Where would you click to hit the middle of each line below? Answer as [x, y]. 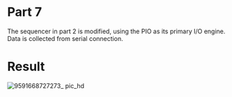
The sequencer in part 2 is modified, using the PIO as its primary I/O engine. [116, 31]
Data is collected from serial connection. [65, 38]
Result [26, 67]
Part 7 [25, 12]
